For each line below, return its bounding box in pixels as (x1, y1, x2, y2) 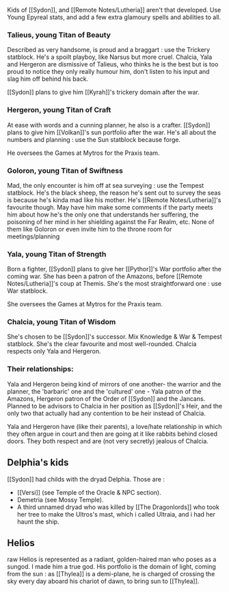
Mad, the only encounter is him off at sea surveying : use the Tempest (7, 181, 204, 189)
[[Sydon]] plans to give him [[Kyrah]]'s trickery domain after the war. (7, 88, 200, 97)
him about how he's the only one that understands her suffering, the (7, 210, 200, 219)
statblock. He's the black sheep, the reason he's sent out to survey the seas (7, 188, 221, 197)
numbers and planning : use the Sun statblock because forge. (7, 135, 181, 143)
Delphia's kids (7, 457, 69, 469)
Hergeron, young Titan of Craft (7, 106, 111, 115)
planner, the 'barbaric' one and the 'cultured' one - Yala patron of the (7, 387, 202, 395)
